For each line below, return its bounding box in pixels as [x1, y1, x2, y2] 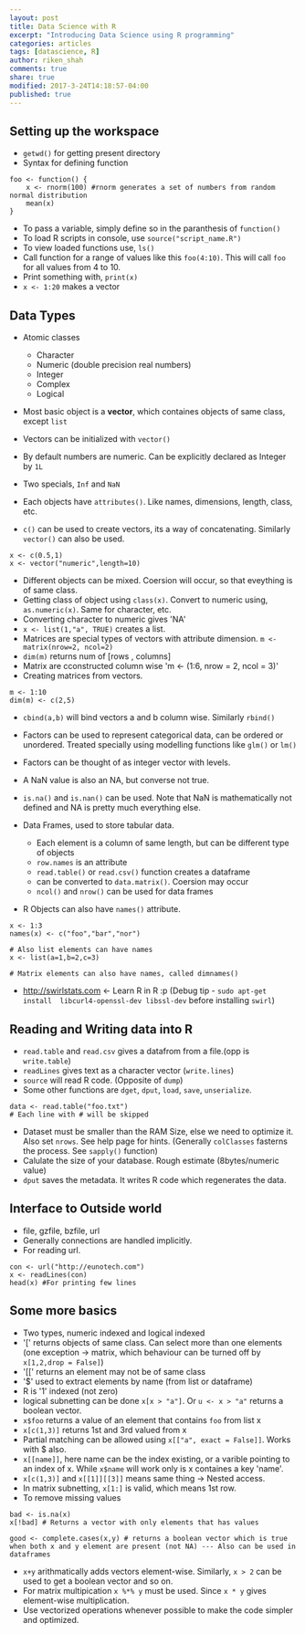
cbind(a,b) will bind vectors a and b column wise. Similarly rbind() [22, 712, 276, 723]
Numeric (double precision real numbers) [36, 360, 192, 371]
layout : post [9, 13, 59, 23]
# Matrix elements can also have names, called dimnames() [9, 969, 239, 979]
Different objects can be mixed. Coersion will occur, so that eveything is [22, 575, 293, 586]
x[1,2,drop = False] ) [22, 1356, 104, 1367]
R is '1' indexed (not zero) [22, 1385, 119, 1397]
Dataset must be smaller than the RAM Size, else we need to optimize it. [22, 1126, 294, 1136]
